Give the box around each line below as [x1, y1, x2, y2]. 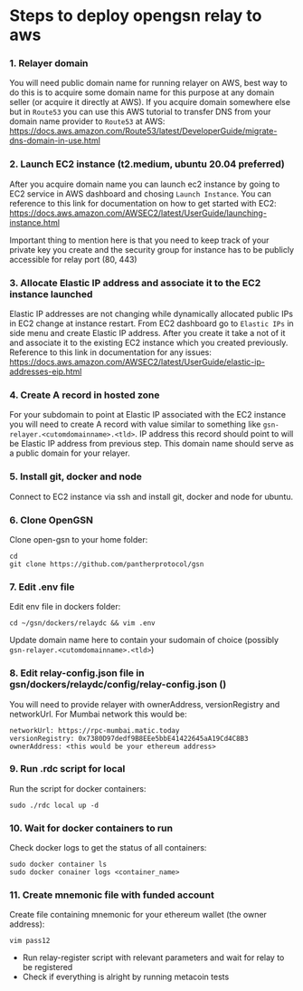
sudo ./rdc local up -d [9, 801, 99, 810]
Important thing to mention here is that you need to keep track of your [9, 235, 270, 245]
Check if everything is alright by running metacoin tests [22, 971, 230, 983]
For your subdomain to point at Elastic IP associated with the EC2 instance [9, 409, 287, 420]
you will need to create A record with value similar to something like [9, 419, 261, 430]
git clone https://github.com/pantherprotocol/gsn [9, 559, 204, 569]
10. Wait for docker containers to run [9, 822, 174, 834]
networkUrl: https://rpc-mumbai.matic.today [9, 726, 180, 735]
